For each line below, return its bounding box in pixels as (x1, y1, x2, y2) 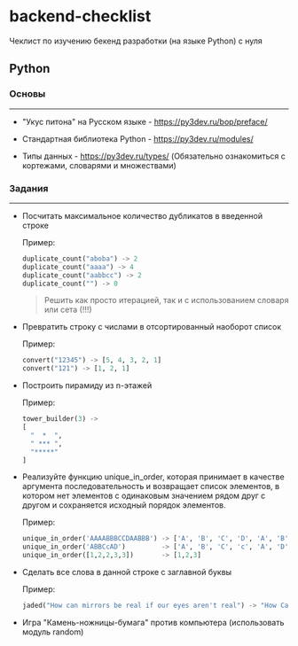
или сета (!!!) (43, 304, 92, 315)
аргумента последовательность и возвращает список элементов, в (21, 481, 280, 492)
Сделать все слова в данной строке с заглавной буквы (21, 567, 232, 578)
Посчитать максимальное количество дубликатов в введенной (21, 210, 263, 221)
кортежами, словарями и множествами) (21, 160, 177, 170)
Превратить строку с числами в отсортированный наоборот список (21, 322, 282, 332)
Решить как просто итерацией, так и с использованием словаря (43, 295, 289, 306)
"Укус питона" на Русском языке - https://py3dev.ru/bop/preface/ (21, 116, 268, 127)
